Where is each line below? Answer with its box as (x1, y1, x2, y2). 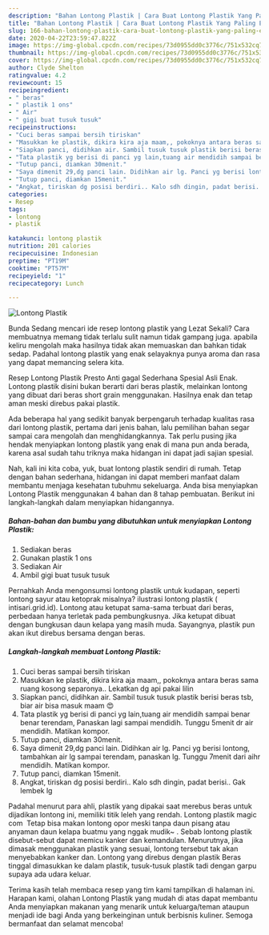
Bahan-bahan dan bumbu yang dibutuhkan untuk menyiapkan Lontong (8, 516, 252, 525)
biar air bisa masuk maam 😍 (19, 701, 114, 711)
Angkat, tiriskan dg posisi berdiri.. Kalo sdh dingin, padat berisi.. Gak (19, 777, 246, 787)
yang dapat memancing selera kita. (8, 358, 124, 367)
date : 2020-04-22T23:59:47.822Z (8, 34, 116, 42)
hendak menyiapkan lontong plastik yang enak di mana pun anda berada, (8, 439, 250, 449)
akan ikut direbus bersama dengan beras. (8, 628, 146, 638)
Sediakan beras (19, 545, 72, 555)
